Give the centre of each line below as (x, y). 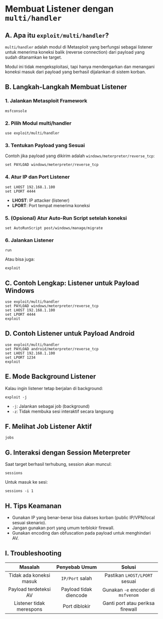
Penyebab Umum (77, 567)
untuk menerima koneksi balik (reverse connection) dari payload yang (75, 52)
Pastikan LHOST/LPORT (129, 575)
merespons (30, 609)
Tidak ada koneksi (30, 575)
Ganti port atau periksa (129, 603)
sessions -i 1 (19, 491)
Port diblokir (77, 606)
